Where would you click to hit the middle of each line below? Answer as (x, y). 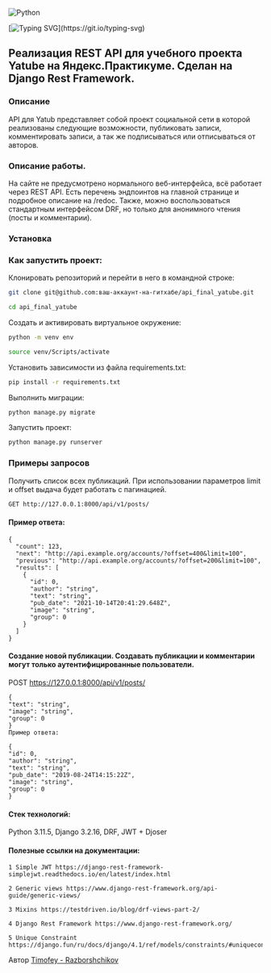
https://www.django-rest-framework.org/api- (142, 889)
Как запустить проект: (55, 260)
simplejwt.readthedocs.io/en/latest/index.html (90, 875)
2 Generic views (35, 889)
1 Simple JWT (30, 867)
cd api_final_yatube (43, 307)
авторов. (23, 144)
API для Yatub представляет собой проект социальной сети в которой (129, 119)
